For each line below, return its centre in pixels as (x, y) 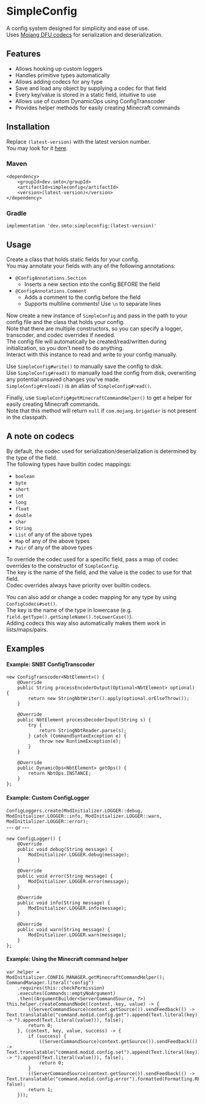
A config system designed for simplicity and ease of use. (78, 28)
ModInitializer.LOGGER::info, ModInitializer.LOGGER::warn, (85, 816)
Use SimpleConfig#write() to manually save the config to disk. (85, 366)
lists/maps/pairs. (27, 629)
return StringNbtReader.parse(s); (83, 731)
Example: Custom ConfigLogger (48, 797)
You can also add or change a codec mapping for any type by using (92, 597)
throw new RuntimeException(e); (80, 742)
